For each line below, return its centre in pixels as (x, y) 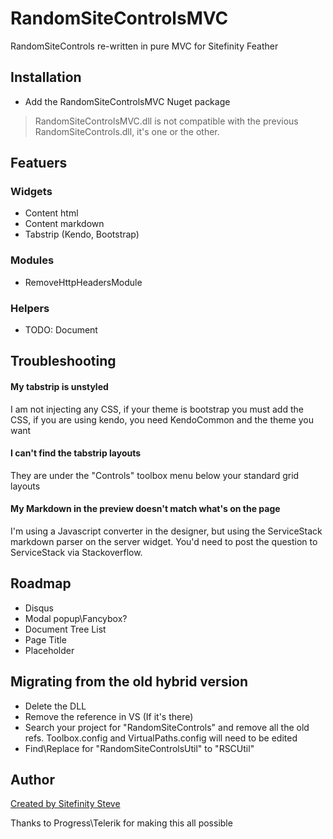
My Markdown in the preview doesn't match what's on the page (145, 509)
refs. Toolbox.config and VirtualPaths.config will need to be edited (161, 738)
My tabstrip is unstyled (59, 387)
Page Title (45, 639)
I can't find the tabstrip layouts (76, 453)
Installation (46, 77)
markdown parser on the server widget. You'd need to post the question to (164, 542)
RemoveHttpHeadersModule (83, 282)
